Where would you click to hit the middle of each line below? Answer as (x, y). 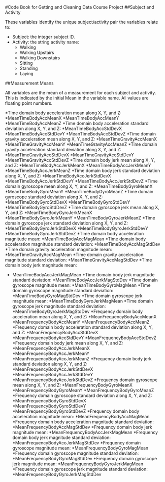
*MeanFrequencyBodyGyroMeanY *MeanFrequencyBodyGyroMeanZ (83, 390)
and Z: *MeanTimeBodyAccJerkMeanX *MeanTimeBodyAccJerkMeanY (78, 165)
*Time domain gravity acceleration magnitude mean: (59, 249)
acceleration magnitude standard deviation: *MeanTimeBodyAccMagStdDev (83, 244)
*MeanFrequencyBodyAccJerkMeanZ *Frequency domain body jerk (82, 359)
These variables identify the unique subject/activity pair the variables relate (82, 22)
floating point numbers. (29, 103)
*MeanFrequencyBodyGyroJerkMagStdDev (57, 474)
